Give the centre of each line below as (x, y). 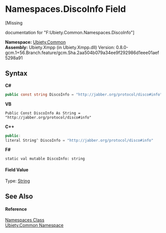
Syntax (16, 74)
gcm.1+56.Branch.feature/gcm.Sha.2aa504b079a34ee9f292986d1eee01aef (82, 53)
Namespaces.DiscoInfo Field (65, 9)
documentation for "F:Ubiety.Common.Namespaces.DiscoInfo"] (70, 32)
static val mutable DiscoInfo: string (45, 159)
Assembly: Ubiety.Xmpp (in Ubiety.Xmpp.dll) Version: (60, 47)
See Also (19, 196)
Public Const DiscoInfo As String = (43, 113)
